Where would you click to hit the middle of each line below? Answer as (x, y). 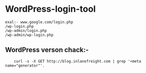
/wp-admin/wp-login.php (29, 35)
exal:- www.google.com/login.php (39, 22)
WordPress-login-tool (50, 9)
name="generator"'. (25, 65)
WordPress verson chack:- (47, 50)
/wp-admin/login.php (26, 30)
